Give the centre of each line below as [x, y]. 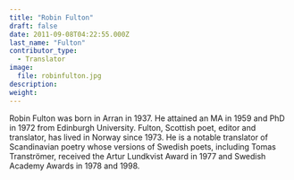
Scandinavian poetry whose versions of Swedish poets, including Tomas [143, 146]
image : [21, 68]
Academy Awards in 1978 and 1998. [75, 166]
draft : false [34, 26]
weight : [24, 92]
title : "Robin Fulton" [51, 17]
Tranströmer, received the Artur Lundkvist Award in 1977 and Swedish [138, 156]
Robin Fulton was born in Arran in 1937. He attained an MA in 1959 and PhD [147, 118]
